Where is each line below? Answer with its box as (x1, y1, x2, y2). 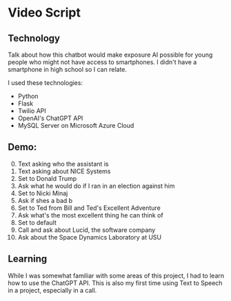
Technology (8, 32, 61, 44)
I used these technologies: (8, 79, 83, 87)
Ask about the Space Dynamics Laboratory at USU (17, 233, 161, 241)
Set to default (17, 218, 57, 226)
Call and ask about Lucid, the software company (17, 226, 156, 234)
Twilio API (17, 107, 47, 115)
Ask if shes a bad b (17, 196, 73, 204)
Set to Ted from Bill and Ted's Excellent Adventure (17, 204, 161, 212)
